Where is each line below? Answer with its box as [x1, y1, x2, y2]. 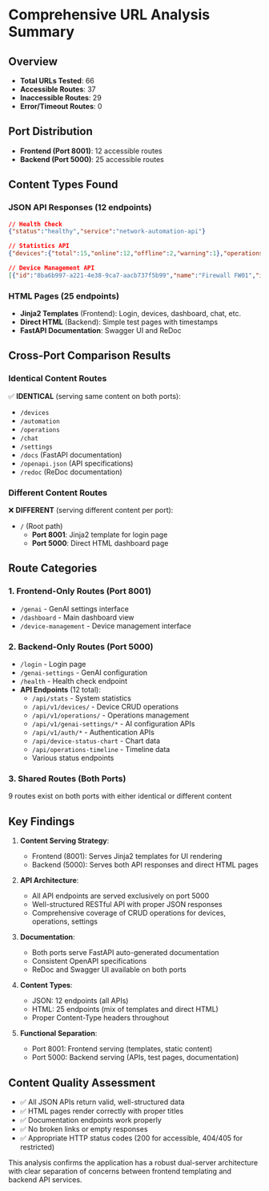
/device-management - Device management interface [19, 620, 192, 631]
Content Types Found [8, 178, 118, 192]
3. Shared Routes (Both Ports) [8, 773, 126, 784]
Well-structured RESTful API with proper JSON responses [31, 900, 223, 909]
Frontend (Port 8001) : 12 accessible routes [19, 146, 163, 156]
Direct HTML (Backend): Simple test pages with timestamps [19, 317, 219, 327]
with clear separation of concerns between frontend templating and [8, 1166, 232, 1176]
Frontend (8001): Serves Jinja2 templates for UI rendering [31, 852, 223, 861]
